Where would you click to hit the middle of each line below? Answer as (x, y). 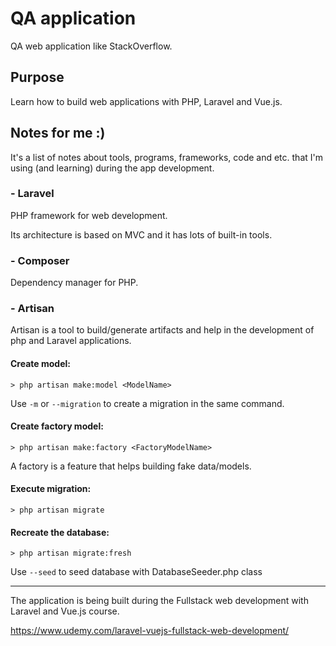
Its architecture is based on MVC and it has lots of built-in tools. (141, 234)
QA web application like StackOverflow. (91, 46)
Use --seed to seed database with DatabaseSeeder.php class (136, 572)
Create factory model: (57, 426)
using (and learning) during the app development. (112, 168)
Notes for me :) (58, 133)
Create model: (40, 364)
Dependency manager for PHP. (74, 283)
